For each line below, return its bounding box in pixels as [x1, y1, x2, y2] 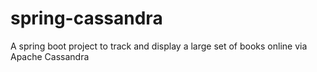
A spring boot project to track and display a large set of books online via [10, 40, 308, 52]
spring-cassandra [10, 7, 163, 30]
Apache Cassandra [10, 50, 90, 62]
